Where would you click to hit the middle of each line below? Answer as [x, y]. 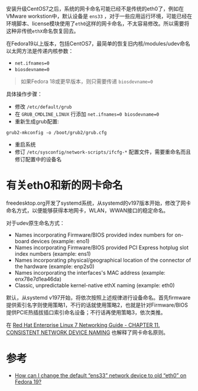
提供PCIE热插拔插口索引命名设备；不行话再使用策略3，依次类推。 [86, 312]
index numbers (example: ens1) [53, 253]
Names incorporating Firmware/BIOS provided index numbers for [94, 235]
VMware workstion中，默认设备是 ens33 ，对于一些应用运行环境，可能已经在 [99, 16]
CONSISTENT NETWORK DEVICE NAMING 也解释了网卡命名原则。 [87, 332]
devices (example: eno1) [60, 241]
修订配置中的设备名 [38, 159]
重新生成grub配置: [37, 121]
